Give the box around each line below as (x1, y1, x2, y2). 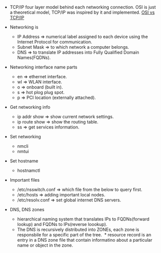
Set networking (9, 134, 41, 139)
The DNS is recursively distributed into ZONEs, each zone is (17, 226, 139, 232)
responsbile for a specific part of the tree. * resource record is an (17, 232, 152, 238)
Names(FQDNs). (17, 55, 51, 61)
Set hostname (9, 158, 39, 164)
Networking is (9, 24, 39, 30)
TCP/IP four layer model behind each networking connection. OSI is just (9, 4, 156, 10)
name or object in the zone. (17, 242, 73, 248)
